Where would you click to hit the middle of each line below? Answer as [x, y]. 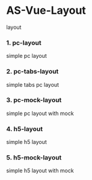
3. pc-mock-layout [34, 100]
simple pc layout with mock [40, 113]
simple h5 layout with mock [40, 171]
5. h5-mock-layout [34, 158]
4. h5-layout [25, 129]
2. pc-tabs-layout [32, 72]
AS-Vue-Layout [46, 11]
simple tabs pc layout [32, 84]
